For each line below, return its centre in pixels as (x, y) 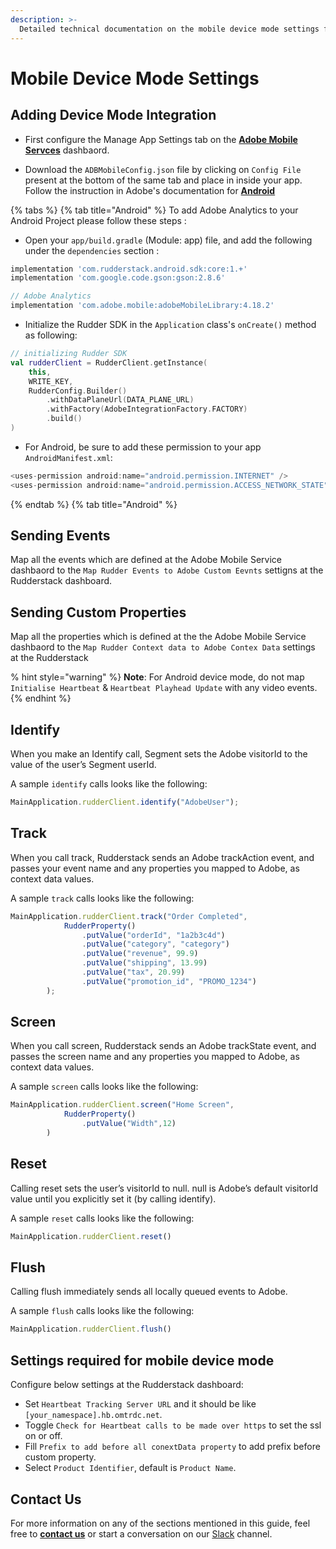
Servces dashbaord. (67, 150)
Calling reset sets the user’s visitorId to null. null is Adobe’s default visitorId (164, 1188)
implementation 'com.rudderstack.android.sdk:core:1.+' (129, 269)
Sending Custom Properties (98, 612)
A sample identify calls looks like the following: (109, 784)
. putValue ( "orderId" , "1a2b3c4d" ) (153, 935)
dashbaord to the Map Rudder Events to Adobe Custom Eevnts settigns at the (167, 570)
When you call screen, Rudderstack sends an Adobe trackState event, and (163, 1046)
